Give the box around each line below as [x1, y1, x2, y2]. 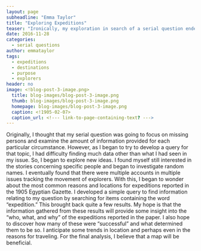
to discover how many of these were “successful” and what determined [6, 220, 183, 228]
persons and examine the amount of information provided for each [6, 137, 170, 144]
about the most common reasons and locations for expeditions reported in [6, 182, 190, 189]
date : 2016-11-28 [6, 31, 50, 37]
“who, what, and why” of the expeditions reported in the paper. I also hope [6, 214, 190, 221]
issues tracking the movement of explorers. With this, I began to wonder [6, 176, 184, 183]
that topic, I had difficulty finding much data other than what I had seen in [6, 150, 187, 158]
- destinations [11, 64, 50, 71]
